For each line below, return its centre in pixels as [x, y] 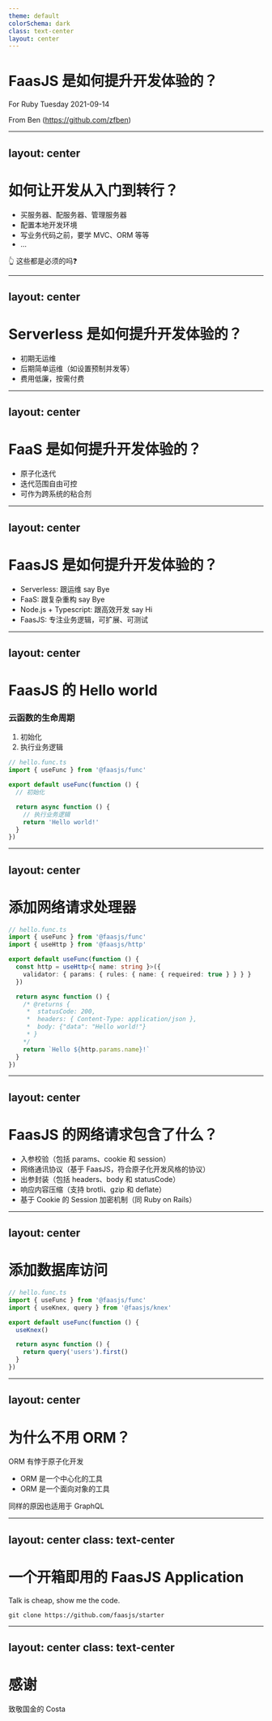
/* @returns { [47, 1004]
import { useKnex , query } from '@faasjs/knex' [90, 1308]
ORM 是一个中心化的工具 [62, 1479]
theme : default [34, 16]
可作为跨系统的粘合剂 [55, 494]
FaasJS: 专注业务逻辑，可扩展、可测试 [84, 619]
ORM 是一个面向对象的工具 [65, 1489]
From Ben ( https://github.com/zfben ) [70, 120]
